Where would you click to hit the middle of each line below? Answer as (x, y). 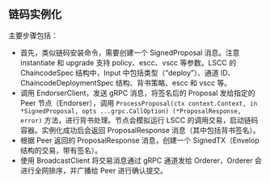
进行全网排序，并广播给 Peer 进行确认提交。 (94, 170)
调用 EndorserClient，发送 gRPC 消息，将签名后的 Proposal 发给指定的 (137, 93)
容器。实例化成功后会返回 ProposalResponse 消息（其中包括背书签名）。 (140, 130)
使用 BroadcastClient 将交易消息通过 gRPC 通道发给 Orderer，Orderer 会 (141, 160)
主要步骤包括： (33, 35)
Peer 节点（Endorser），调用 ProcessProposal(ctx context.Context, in (139, 102)
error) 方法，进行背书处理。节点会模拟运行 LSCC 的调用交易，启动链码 (139, 120)
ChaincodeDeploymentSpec (67, 82)
